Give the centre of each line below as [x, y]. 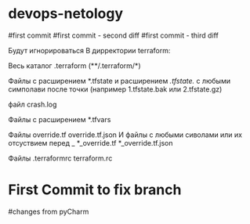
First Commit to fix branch [95, 190]
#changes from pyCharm [49, 211]
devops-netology [66, 14]
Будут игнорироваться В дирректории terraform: [89, 50]
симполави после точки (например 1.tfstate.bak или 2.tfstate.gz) [115, 89]
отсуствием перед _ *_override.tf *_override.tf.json [91, 143]
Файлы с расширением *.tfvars [60, 119]
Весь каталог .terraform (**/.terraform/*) [74, 65]
